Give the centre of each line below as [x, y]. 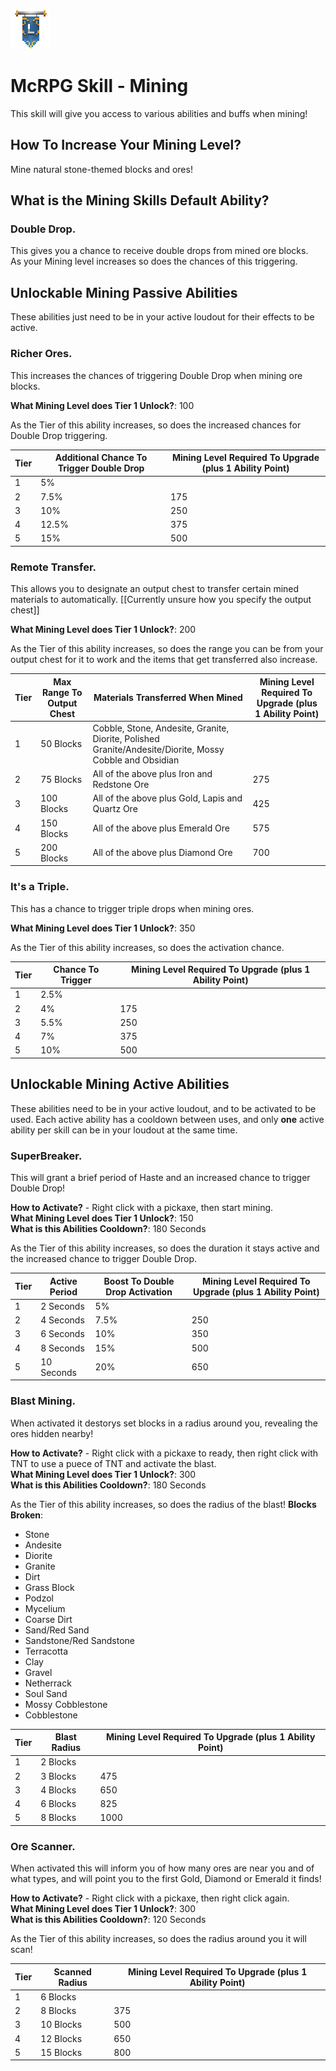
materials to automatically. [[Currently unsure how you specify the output [161, 600]
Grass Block [49, 1587]
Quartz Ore [115, 809]
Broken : [27, 1515]
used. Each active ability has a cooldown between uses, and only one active [167, 1119]
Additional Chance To [101, 458]
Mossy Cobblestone [66, 1704]
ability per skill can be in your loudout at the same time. [124, 1130]
